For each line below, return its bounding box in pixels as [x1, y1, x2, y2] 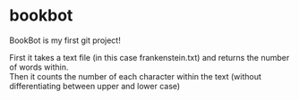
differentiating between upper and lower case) [9, 80, 181, 91]
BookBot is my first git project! [9, 35, 121, 46]
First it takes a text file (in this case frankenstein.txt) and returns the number [9, 52, 290, 62]
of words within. [9, 62, 69, 72]
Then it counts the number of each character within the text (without [9, 71, 262, 81]
